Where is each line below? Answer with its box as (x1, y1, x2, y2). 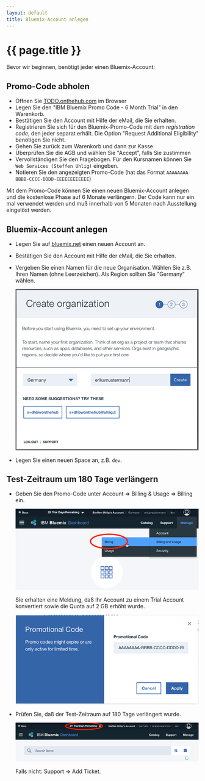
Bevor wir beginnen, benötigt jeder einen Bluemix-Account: (6, 63, 156, 71)
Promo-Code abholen (6, 81, 90, 92)
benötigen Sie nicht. (15, 136, 66, 143)
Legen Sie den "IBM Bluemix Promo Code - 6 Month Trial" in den (15, 104, 178, 111)
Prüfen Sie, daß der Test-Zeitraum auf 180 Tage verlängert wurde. (15, 711, 181, 718)
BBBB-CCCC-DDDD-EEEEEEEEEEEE (15, 176, 90, 182)
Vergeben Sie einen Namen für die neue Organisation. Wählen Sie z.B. (15, 264, 192, 272)
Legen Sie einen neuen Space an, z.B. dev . (15, 456, 122, 464)
